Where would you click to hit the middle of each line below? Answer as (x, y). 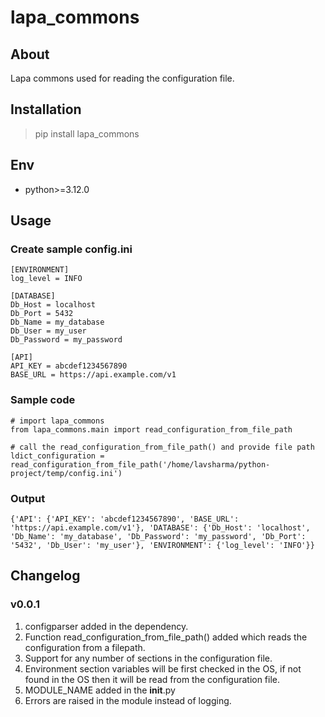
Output (28, 498)
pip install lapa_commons (87, 133)
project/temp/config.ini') (66, 473)
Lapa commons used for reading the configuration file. (122, 78)
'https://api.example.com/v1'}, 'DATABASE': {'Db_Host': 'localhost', (160, 527)
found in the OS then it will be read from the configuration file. (152, 679)
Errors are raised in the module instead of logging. (128, 700)
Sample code (43, 400)
